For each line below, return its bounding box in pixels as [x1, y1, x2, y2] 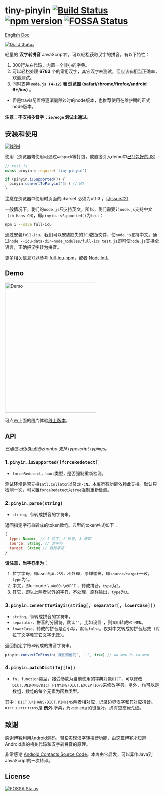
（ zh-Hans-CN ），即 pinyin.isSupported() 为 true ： [5, 213, 104, 219]
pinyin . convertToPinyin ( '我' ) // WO [9, 181, 84, 186]
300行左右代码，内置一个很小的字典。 [12, 62, 90, 68]
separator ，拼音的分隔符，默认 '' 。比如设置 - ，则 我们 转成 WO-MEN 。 [12, 619, 146, 625]
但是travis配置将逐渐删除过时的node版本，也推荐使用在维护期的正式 [12, 97, 151, 103]
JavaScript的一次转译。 [5, 757, 53, 763]
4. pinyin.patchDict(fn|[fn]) [5, 664, 76, 671]
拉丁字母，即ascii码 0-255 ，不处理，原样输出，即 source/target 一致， [12, 570, 152, 576]
